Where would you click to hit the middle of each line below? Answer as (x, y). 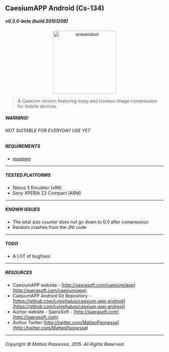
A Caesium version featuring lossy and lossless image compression (88, 101)
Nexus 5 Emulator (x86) (37, 188)
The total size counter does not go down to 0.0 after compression (80, 222)
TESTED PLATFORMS (28, 175)
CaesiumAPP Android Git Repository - (52, 296)
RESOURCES (19, 272)
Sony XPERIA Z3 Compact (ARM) (47, 193)
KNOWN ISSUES (23, 209)
